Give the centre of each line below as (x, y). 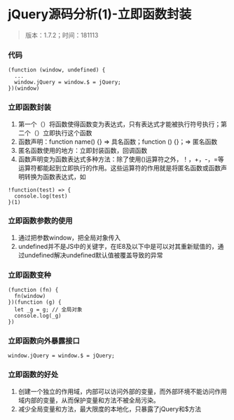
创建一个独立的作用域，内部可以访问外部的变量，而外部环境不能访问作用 (122, 391)
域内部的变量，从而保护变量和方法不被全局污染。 (89, 400)
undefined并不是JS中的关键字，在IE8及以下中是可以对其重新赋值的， (118, 246)
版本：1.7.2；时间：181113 (62, 35)
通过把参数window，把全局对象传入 (69, 237)
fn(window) (30, 296)
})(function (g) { (35, 302)
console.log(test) (41, 196)
